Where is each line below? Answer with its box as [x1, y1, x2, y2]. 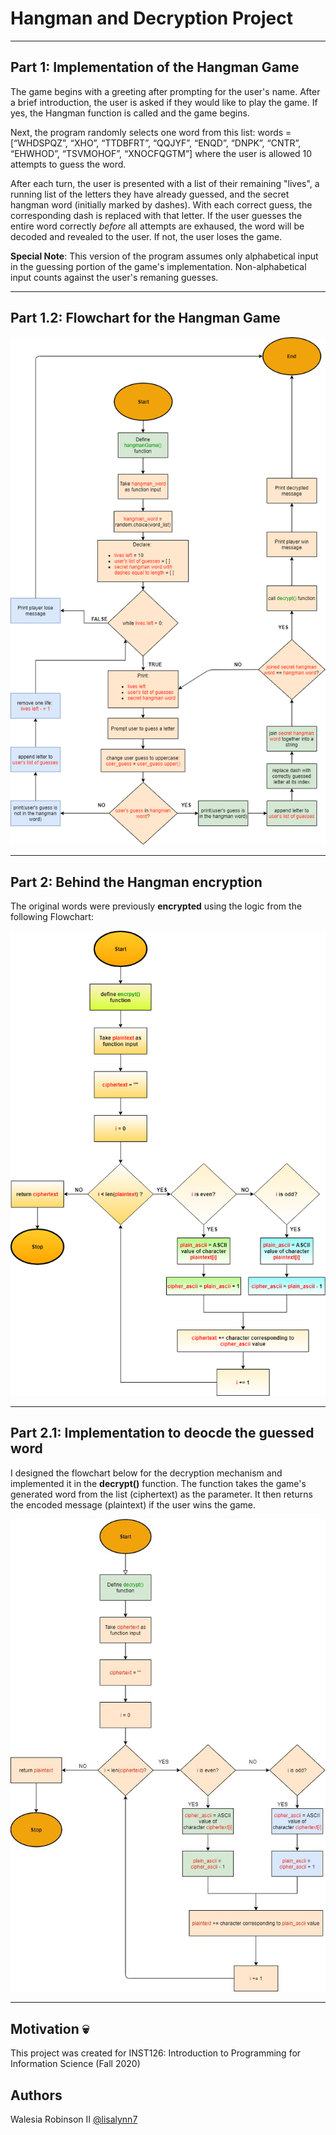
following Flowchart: [10, 911, 94, 923]
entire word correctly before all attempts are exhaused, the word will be [10, 220, 305, 232]
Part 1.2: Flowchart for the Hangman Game [10, 310, 281, 327]
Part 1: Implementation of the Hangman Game [10, 59, 300, 76]
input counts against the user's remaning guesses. [10, 271, 219, 283]
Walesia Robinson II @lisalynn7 [10, 2113, 138, 2125]
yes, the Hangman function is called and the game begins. [10, 107, 250, 119]
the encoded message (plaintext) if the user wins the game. [10, 1498, 257, 1511]
